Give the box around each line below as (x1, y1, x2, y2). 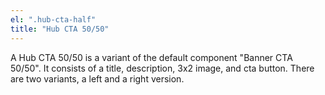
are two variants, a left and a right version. (10, 72, 185, 85)
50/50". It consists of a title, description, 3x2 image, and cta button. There (10, 62, 315, 74)
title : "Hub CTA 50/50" (10, 24, 110, 34)
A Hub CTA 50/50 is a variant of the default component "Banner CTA (10, 51, 293, 63)
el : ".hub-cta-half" (10, 14, 97, 25)
